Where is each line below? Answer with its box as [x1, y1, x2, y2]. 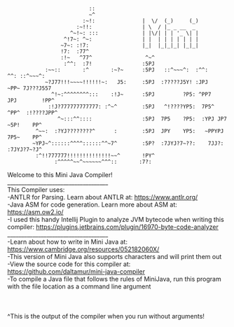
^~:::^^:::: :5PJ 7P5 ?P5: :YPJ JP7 [57, 116, 228, 123]
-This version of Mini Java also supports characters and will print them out [7, 253, 222, 260]
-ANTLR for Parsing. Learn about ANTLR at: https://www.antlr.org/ [7, 193, 198, 201]
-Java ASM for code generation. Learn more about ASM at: [7, 200, 177, 209]
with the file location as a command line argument [7, 282, 151, 291]
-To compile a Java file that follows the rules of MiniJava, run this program [7, 275, 222, 283]
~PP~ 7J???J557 [7, 85, 52, 92]
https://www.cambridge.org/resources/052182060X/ [7, 245, 160, 253]
